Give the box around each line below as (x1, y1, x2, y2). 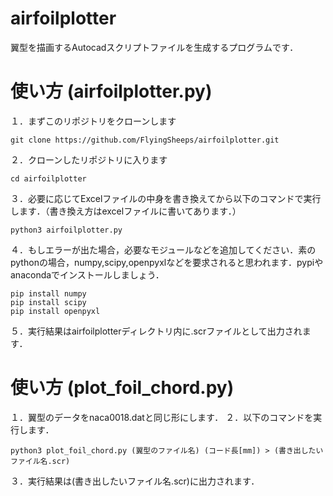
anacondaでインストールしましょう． (10, 268, 165, 281)
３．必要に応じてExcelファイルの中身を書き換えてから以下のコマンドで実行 (10, 192, 322, 204)
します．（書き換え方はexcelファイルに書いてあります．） (10, 205, 242, 217)
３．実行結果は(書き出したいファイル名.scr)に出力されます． (10, 475, 260, 487)
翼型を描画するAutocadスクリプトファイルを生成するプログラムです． (10, 41, 299, 53)
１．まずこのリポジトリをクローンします (10, 115, 177, 127)
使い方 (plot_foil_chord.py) (10, 377, 235, 399)
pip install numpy (10, 288, 87, 299)
